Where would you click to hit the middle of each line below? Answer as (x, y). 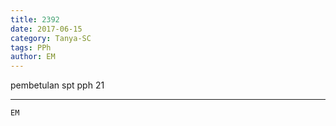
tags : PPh (31, 47)
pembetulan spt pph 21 (57, 85)
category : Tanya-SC (51, 38)
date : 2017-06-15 (46, 29)
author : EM (33, 57)
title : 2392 (35, 19)
